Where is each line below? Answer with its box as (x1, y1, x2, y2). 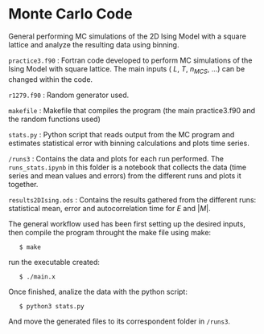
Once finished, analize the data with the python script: (8, 287, 188, 296)
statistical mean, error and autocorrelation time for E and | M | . (8, 203, 211, 213)
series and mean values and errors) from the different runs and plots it (8, 170, 241, 181)
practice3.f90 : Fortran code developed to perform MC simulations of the (8, 55, 253, 65)
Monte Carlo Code (8, 5, 133, 23)
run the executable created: (8, 257, 101, 267)
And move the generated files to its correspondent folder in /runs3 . (8, 316, 231, 326)
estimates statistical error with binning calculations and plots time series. (8, 138, 250, 148)
